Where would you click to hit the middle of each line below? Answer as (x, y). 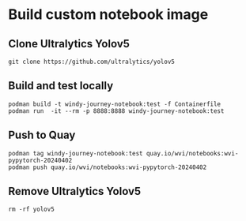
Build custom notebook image (108, 15)
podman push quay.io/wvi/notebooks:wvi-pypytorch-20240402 (108, 167)
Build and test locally (61, 86)
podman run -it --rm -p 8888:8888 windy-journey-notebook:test (116, 111)
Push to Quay (42, 135)
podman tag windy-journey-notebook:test (76, 153)
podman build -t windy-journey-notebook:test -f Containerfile (115, 104)
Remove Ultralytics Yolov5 (75, 191)
